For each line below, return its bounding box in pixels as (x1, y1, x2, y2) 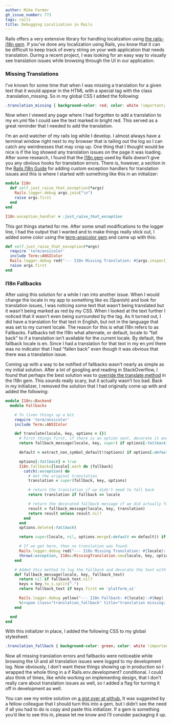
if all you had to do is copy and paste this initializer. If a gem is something (5, 706, 160, 712)
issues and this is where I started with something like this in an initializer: (5, 171, 159, 177)
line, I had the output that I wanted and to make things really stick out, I (5, 228, 155, 235)
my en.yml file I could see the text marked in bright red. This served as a (5, 117, 158, 123)
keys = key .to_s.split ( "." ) (18, 582, 79, 587)
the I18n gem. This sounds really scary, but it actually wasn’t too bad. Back (5, 377, 163, 384)
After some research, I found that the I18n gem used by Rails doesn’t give (5, 155, 160, 161)
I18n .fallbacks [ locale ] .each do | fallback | (18, 464, 114, 469)
